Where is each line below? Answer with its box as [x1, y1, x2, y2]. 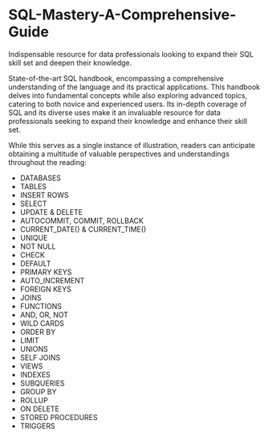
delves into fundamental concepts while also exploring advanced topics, [8, 90, 247, 100]
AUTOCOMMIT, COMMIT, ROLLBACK [19, 216, 144, 225]
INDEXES [19, 369, 51, 379]
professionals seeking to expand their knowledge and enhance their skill [8, 116, 247, 126]
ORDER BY [19, 327, 56, 336]
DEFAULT [19, 258, 51, 268]
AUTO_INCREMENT [19, 275, 85, 285]
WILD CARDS [19, 318, 65, 328]
